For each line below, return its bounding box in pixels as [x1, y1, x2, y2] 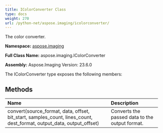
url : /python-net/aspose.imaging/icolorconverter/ [5, 20, 110, 26]
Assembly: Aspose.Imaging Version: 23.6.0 [5, 62, 92, 68]
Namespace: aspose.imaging [5, 43, 65, 49]
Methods [5, 85, 33, 93]
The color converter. [5, 34, 46, 40]
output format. [111, 120, 144, 127]
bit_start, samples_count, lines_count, [7, 114, 93, 121]
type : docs [5, 12, 27, 16]
